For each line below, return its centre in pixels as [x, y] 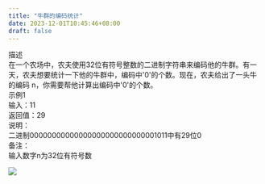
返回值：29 [27, 115]
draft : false [30, 31]
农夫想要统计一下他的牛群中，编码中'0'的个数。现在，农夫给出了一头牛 [140, 75]
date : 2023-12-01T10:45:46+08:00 [64, 23]
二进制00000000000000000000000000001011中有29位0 [105, 136]
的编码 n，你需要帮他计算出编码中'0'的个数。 [83, 85]
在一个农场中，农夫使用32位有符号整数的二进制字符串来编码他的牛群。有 [129, 65]
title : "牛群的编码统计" [46, 16]
